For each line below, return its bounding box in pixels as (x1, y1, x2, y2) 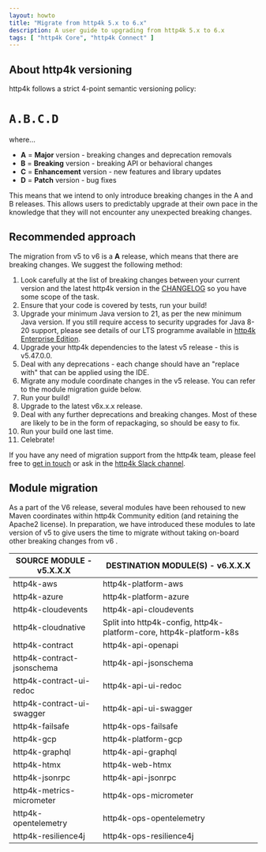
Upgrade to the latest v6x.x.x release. (20, 401, 143, 411)
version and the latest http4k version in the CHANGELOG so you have (20, 283, 247, 293)
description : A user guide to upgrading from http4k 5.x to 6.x (9, 26, 225, 34)
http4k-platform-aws (102, 578, 184, 589)
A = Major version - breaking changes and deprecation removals (20, 150, 232, 159)
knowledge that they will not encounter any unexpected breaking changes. (9, 207, 252, 217)
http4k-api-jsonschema (102, 657, 193, 668)
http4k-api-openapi (102, 639, 179, 650)
